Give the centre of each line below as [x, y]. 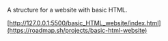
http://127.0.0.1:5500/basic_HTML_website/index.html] [85, 23]
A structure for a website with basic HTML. [67, 10]
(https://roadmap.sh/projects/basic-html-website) [77, 30]
